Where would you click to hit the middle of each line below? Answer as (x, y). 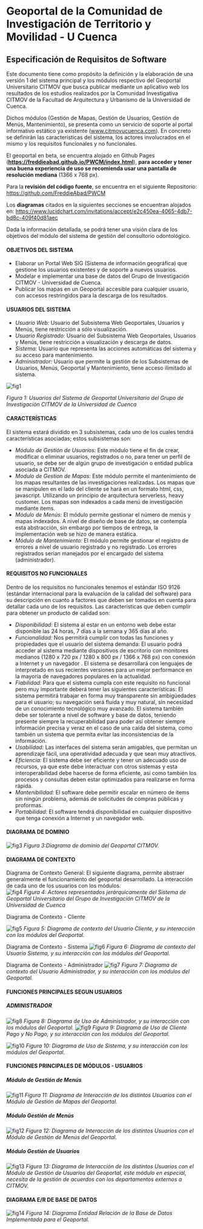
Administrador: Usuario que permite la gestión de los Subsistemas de (102, 362)
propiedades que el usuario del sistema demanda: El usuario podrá (98, 644)
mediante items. (35, 508)
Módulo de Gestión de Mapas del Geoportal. (62, 1102)
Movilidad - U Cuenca (62, 37)
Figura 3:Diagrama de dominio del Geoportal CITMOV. (91, 845)
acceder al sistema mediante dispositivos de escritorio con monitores (102, 650)
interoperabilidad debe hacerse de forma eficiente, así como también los (106, 773)
